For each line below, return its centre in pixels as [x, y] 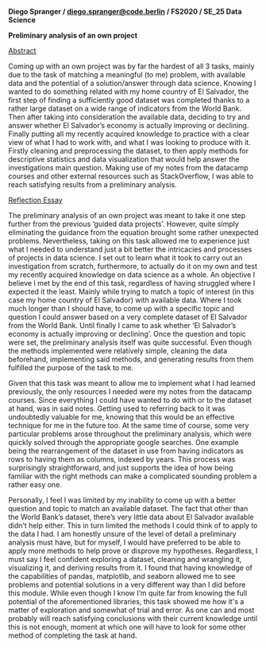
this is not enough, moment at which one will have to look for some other [127, 627]
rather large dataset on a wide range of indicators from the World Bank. [125, 108]
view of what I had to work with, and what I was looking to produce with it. [130, 142]
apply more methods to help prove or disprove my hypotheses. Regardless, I [133, 551]
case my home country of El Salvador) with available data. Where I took [125, 300]
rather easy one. [35, 484]
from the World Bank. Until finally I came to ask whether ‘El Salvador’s [122, 325]
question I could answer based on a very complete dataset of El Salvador [128, 317]
